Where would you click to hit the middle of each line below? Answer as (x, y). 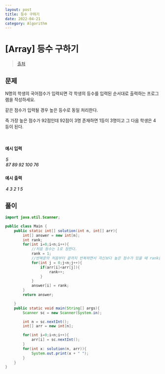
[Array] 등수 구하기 (42, 49)
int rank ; (33, 240)
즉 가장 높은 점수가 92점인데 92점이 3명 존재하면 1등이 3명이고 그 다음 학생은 (79, 120)
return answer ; (38, 295)
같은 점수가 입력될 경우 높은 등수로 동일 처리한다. (52, 110)
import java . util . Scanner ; (33, 217)
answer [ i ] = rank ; (50, 286)
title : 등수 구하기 (22, 14)
